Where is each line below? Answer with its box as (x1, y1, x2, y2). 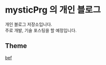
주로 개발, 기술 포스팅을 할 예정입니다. (5, 27, 77, 33)
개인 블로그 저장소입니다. (5, 21, 52, 27)
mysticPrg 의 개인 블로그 (5, 4, 101, 16)
